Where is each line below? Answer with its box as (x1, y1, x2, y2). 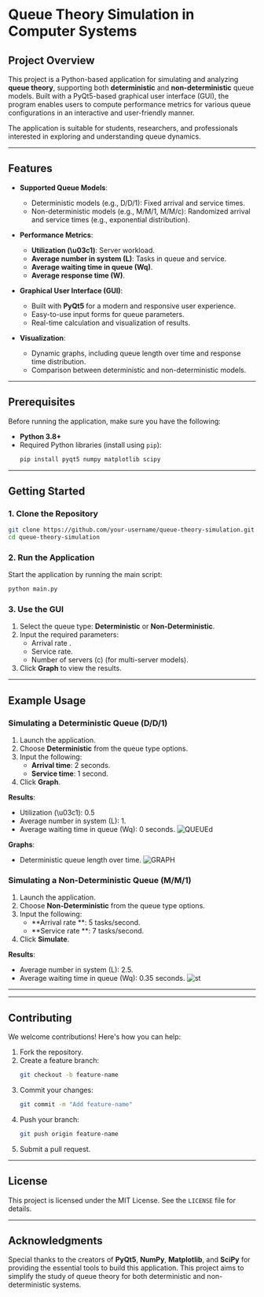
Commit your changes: (19, 1086, 93, 1095)
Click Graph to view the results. (19, 664, 122, 673)
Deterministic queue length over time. (19, 855, 141, 865)
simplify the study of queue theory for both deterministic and (8, 1272, 206, 1281)
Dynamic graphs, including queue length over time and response (31, 348, 241, 358)
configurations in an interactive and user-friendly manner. (8, 108, 195, 117)
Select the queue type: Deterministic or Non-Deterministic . (19, 621, 215, 632)
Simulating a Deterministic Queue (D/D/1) (8, 717, 168, 729)
